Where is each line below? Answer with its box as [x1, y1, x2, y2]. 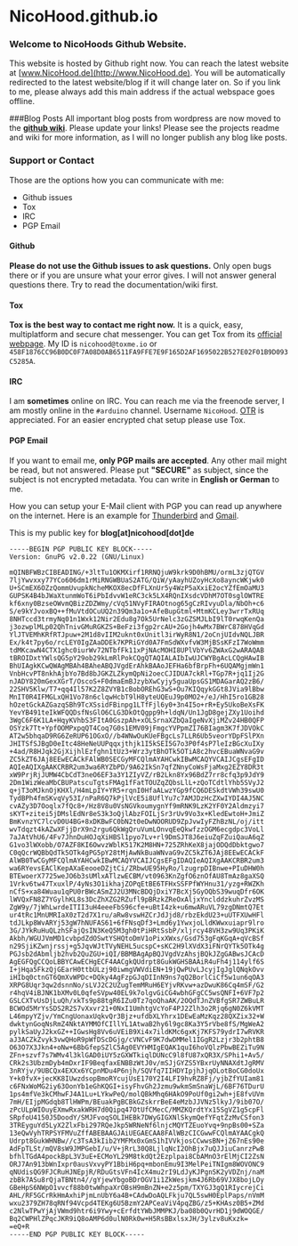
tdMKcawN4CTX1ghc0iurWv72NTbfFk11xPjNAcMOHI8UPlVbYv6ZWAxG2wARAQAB [9, 645, 265, 655]
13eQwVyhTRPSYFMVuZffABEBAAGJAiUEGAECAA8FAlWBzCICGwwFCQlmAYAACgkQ [9, 1129, 265, 1137]
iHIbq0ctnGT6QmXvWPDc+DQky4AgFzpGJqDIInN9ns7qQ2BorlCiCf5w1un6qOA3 [9, 973, 265, 982]
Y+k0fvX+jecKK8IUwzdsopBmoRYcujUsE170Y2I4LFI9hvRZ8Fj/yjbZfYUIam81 [9, 1074, 265, 1083]
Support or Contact [9, 154, 95, 166]
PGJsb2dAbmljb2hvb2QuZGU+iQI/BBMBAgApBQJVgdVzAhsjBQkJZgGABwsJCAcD [9, 950, 265, 959]
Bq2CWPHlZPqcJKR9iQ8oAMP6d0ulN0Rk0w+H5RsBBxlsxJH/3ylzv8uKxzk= [9, 1214, 249, 1223]
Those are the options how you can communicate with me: [9, 174, 224, 185]
